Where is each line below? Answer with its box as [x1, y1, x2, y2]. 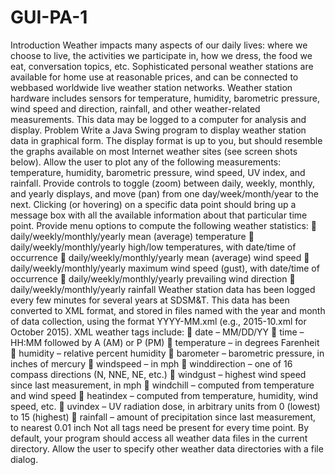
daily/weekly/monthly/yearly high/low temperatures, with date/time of [10, 241, 297, 253]
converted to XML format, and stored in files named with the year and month [10, 304, 326, 316]
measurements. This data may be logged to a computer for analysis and [10, 113, 307, 125]
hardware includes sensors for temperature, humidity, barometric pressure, [10, 92, 320, 104]
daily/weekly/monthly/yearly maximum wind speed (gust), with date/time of [10, 262, 320, 274]
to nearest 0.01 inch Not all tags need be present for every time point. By [10, 421, 310, 433]
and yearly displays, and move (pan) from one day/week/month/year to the [10, 187, 319, 200]
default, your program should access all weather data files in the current [10, 432, 308, 444]
